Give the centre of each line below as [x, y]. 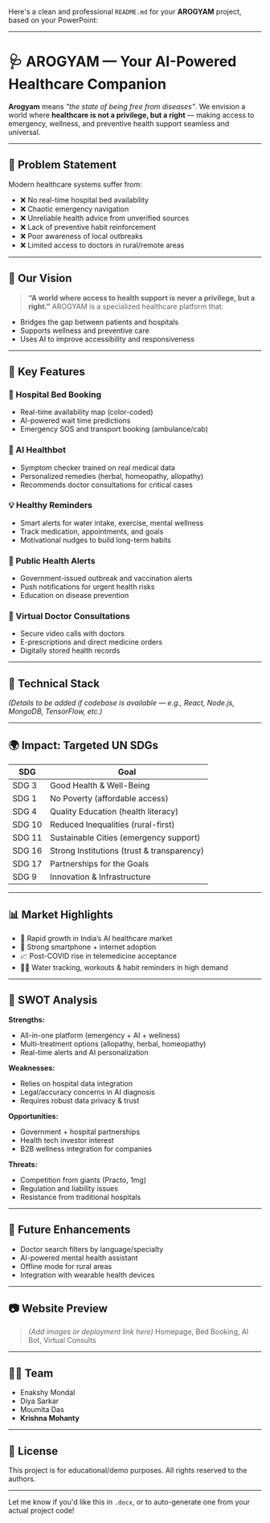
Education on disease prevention [74, 596]
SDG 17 [27, 864]
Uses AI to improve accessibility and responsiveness [107, 339]
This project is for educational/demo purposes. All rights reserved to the [128, 1470]
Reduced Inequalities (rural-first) [112, 825]
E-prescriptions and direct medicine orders [91, 642]
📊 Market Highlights [61, 915]
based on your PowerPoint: [53, 20]
